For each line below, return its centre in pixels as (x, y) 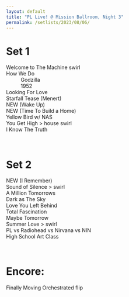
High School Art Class (32, 237)
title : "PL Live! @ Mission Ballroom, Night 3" (65, 17)
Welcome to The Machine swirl (43, 67)
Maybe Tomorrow (27, 218)
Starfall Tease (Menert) (34, 99)
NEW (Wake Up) (26, 105)
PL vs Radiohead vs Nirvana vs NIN (49, 230)
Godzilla (31, 80)
